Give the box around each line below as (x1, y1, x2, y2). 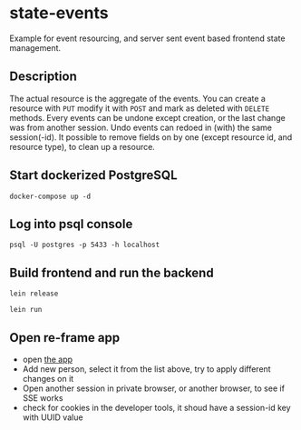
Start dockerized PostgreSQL (9, 167, 179, 184)
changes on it (22, 374, 74, 384)
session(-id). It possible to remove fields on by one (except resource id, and (9, 131, 293, 143)
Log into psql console (9, 216, 133, 232)
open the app (22, 354, 73, 365)
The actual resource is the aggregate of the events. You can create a (9, 93, 266, 104)
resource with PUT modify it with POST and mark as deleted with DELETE (9, 103, 270, 114)
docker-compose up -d (9, 192, 92, 201)
